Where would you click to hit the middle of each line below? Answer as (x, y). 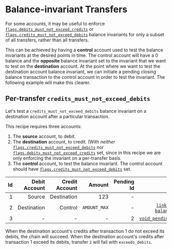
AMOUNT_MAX (95, 207)
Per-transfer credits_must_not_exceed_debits (78, 99)
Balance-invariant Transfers (67, 9)
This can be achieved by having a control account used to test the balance (84, 50)
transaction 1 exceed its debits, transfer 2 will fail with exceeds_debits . (79, 242)
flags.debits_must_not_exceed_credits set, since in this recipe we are (87, 153)
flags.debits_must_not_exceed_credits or (49, 29)
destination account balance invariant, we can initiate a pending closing (81, 71)
